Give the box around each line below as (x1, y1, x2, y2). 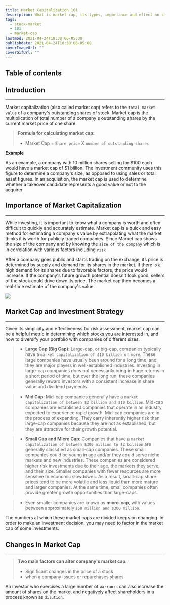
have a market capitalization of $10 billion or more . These (25, 351, 156, 358)
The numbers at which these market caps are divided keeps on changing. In (5, 515, 164, 521)
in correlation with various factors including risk (5, 246, 106, 253)
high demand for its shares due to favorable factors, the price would (5, 267, 147, 273)
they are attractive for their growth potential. (25, 426, 118, 432)
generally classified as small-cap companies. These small (25, 447, 146, 453)
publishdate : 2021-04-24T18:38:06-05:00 (5, 41, 92, 46)
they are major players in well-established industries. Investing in (25, 362, 161, 368)
